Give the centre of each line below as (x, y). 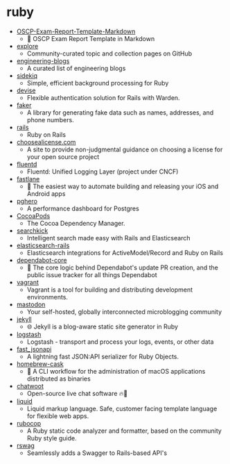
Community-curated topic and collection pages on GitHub (109, 53)
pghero (27, 201)
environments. (47, 297)
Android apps (46, 193)
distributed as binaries (59, 379)
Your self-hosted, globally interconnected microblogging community (124, 312)
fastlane (28, 179)
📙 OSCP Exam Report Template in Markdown (91, 38)
